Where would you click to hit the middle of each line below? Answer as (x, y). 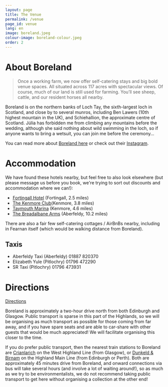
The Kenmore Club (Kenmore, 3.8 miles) (53, 203)
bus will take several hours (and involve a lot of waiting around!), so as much (84, 368)
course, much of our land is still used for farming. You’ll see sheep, (87, 92)
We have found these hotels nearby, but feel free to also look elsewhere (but (84, 177)
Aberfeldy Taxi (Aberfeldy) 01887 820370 (55, 257)
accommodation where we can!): (39, 188)
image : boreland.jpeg (28, 33)
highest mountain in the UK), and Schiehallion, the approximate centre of (80, 117)
